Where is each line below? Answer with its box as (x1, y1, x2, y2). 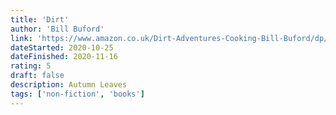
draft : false (10, 71, 65, 81)
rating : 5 (10, 61, 52, 71)
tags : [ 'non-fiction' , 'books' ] (10, 89, 145, 99)
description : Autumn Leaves (10, 80, 128, 90)
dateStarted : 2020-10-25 (10, 42, 114, 53)
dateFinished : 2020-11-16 (10, 52, 118, 62)
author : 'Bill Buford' (10, 24, 105, 34)
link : (10, 33, 33, 43)
